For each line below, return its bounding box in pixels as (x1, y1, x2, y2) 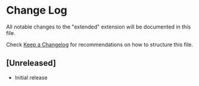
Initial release (14, 74, 48, 81)
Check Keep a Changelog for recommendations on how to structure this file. (6, 41, 194, 48)
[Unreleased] (6, 58, 57, 68)
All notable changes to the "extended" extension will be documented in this (6, 23, 191, 30)
